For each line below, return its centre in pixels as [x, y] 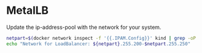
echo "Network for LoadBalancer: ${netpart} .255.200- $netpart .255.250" [98, 44]
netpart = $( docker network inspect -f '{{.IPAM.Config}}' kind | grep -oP [101, 38]
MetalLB [28, 11]
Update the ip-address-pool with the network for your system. [84, 27]
